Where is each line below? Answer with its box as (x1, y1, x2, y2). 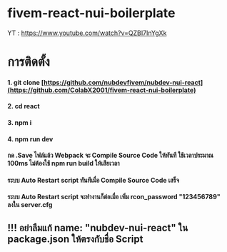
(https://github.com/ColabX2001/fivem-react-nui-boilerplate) (7, 86, 196, 94)
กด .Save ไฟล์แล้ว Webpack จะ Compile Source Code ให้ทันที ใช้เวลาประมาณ (7, 151, 214, 160)
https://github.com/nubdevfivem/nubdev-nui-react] (44, 78, 203, 86)
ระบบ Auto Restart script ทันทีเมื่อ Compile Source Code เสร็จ (7, 176, 180, 184)
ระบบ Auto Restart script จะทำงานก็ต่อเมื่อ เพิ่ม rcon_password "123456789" (7, 193, 221, 201)
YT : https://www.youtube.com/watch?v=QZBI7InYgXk (7, 29, 167, 37)
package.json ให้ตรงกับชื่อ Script (7, 233, 143, 245)
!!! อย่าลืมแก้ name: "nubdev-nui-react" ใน (7, 221, 188, 233)
